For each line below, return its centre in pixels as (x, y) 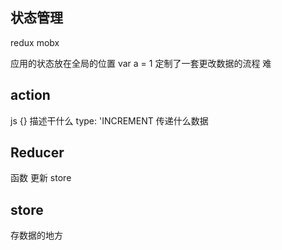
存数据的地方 (36, 235)
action (30, 95)
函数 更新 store (41, 178)
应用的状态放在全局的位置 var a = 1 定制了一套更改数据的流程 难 (141, 63)
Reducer (37, 153)
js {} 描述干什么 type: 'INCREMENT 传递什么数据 (109, 120)
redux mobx (35, 42)
